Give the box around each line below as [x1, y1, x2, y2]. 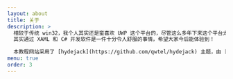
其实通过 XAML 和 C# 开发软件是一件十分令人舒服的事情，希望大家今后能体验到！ [13, 36, 215, 43]
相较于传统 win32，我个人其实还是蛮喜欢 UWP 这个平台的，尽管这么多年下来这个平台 [13, 29, 223, 37]
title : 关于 [7, 17, 40, 24]
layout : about [7, 10, 49, 17]
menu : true [7, 55, 39, 62]
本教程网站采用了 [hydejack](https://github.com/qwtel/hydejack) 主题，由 [13, 49, 222, 55]
